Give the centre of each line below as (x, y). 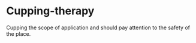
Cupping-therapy (50, 11)
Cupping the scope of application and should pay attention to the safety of (98, 27)
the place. (19, 33)
